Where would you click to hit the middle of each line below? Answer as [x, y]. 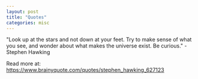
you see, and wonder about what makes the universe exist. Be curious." [95, 46]
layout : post [22, 12]
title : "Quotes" [26, 17]
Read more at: [23, 64]
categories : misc [28, 23]
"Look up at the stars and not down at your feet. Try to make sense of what [99, 40]
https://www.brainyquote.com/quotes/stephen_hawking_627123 [85, 70]
